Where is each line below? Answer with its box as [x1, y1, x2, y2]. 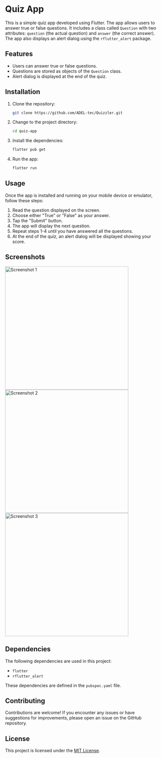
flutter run [12, 166, 37, 171]
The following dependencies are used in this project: [5, 658, 112, 664]
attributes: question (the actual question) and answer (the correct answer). [5, 30, 155, 36]
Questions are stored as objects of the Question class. [12, 68, 122, 74]
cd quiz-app [12, 129, 37, 134]
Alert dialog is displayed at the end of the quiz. [12, 73, 107, 79]
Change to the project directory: [12, 119, 78, 125]
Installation [5, 88, 40, 96]
